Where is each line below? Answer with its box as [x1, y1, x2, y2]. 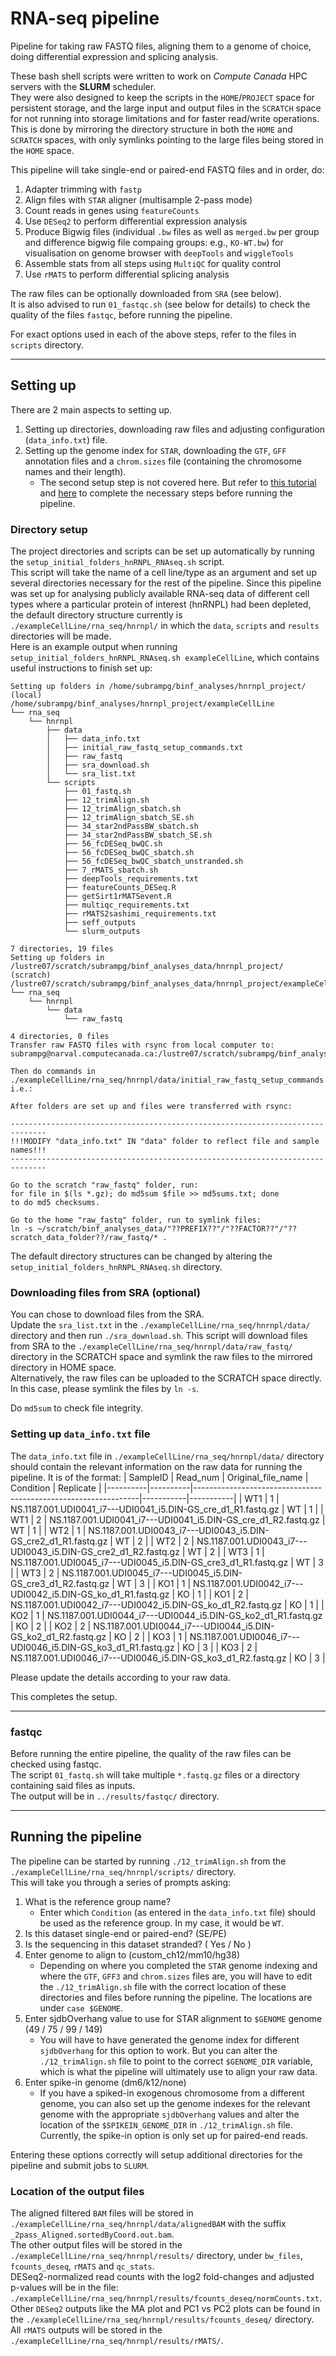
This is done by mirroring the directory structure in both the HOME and [10, 123, 293, 135]
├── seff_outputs [63, 918, 137, 928]
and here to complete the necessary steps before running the [39, 487, 293, 499]
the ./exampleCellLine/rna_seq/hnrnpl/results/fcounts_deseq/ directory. [10, 2313, 315, 2326]
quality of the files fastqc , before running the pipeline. [10, 308, 233, 321]
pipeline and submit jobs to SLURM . [10, 2159, 150, 2171]
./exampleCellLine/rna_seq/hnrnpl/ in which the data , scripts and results [10, 620, 320, 632]
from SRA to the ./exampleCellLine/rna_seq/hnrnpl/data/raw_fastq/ [10, 1340, 293, 1352]
